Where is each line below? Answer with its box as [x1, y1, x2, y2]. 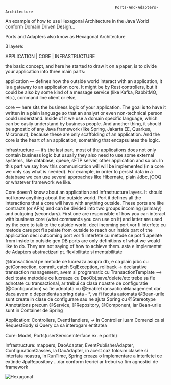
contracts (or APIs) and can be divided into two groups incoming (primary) [5, 205, 162, 211]
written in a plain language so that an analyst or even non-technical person [5, 110, 163, 116]
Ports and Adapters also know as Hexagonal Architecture [5, 34, 126, 39]
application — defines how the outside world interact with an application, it [5, 78, 162, 84]
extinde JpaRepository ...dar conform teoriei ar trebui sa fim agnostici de [5, 359, 158, 364]
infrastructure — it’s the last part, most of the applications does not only [5, 147, 157, 153]
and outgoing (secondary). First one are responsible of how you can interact [5, 211, 166, 216]
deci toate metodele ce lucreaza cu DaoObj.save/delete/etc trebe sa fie [5, 275, 156, 281]
